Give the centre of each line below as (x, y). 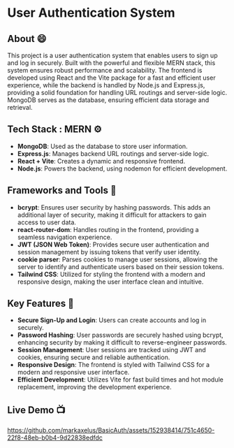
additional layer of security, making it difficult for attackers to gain (112, 215)
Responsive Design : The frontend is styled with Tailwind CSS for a (114, 365)
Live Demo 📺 (36, 410)
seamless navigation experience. (65, 237)
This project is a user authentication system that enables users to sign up (112, 55)
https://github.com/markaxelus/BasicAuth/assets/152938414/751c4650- (111, 431)
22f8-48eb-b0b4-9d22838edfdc (55, 438)
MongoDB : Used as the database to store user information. (102, 146)
